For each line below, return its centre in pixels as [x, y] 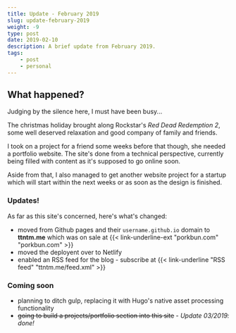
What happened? [46, 95]
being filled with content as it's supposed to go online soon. [94, 161]
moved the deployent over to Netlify [69, 252]
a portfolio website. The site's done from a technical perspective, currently [116, 154]
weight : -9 [23, 27]
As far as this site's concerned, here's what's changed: [87, 216]
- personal [36, 66]
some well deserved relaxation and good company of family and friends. [112, 133]
